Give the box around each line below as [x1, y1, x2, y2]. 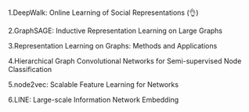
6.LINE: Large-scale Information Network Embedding [8, 95, 179, 104]
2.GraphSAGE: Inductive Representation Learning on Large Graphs [8, 26, 223, 35]
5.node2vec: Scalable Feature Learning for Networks [8, 80, 179, 89]
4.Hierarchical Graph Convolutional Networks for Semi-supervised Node [8, 56, 242, 66]
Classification [8, 65, 52, 74]
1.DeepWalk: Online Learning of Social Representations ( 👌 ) [8, 8, 199, 17]
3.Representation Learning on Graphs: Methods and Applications [8, 42, 218, 50]
